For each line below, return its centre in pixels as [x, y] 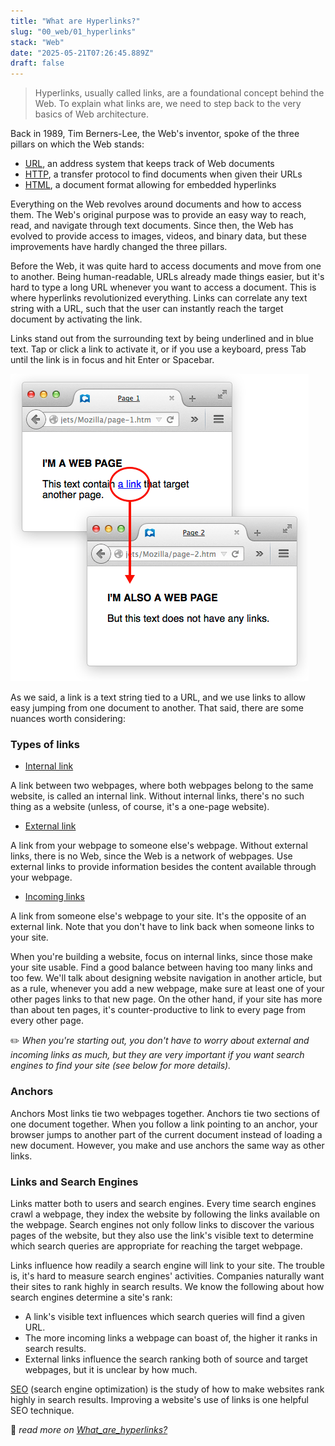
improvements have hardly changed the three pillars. [119, 247]
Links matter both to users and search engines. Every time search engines [163, 1204]
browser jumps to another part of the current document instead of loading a [166, 1134]
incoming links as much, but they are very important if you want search [157, 1055]
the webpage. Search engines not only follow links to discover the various [162, 1225]
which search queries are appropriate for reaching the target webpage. [156, 1246]
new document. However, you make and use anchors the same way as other [167, 1145]
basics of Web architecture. [92, 114]
